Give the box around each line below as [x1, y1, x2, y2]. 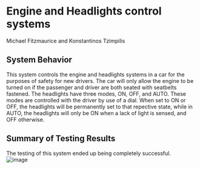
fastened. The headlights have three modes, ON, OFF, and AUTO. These [6, 90, 187, 98]
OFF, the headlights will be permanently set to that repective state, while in [6, 103, 193, 110]
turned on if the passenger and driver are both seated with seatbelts [6, 84, 177, 91]
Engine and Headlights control [6, 4, 162, 18]
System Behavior [6, 55, 73, 65]
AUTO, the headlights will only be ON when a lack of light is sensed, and [6, 109, 187, 116]
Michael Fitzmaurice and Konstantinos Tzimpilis [6, 37, 125, 44]
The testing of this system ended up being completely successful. [6, 150, 172, 157]
